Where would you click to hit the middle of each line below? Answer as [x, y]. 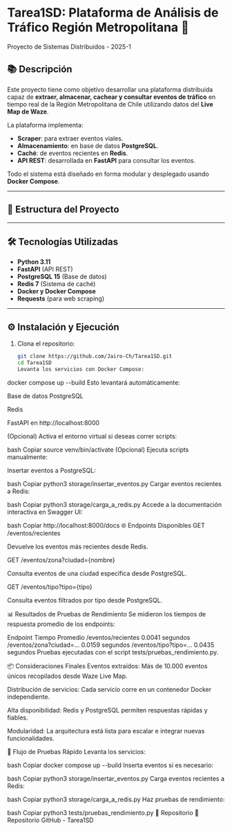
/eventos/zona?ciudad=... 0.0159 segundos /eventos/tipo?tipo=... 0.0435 [111, 645]
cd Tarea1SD [34, 363]
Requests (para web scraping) [61, 298]
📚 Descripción [40, 70]
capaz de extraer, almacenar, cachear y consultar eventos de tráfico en [112, 97]
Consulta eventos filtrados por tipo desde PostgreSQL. [85, 600]
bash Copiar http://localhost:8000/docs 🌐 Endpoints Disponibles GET [106, 525]
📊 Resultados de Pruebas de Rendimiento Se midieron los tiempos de [107, 614]
